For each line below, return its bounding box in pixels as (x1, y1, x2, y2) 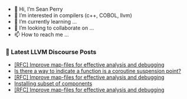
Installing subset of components (14, 80, 93, 87)
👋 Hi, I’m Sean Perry (14, 6, 63, 12)
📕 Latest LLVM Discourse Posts (5, 48, 97, 56)
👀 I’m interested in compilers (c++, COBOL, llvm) (14, 12, 132, 19)
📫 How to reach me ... (14, 31, 69, 38)
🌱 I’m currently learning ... (14, 18, 77, 25)
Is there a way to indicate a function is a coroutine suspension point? (14, 68, 181, 75)
